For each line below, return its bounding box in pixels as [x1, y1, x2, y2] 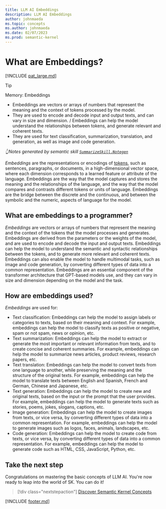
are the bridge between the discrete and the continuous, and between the [5, 192, 156, 198]
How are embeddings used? [5, 291, 93, 300]
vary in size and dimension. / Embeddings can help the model [12, 117, 138, 123]
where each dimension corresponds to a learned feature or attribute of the [5, 170, 157, 176]
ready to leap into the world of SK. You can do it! [5, 479, 104, 485]
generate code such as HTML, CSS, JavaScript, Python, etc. [12, 446, 136, 452]
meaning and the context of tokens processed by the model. [12, 107, 136, 113]
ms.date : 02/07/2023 [5, 30, 48, 35]
